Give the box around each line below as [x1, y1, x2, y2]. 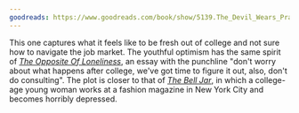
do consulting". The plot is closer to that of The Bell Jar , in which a [9, 74, 254, 85]
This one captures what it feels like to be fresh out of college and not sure [9, 37, 280, 48]
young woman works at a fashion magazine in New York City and [25, 84, 264, 94]
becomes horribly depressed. [9, 94, 117, 104]
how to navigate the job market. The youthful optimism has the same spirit [9, 46, 281, 57]
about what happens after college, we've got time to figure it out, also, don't [9, 65, 287, 76]
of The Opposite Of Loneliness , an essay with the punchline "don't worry [9, 56, 277, 66]
